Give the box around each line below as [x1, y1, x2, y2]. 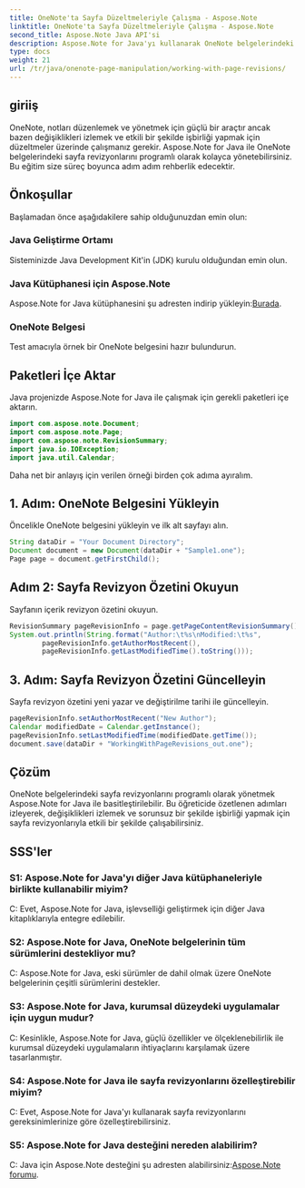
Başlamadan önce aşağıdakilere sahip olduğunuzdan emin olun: [9, 211, 248, 222]
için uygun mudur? [9, 1011, 94, 1024]
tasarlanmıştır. [9, 1051, 63, 1062]
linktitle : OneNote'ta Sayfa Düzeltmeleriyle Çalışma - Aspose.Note [9, 22, 274, 31]
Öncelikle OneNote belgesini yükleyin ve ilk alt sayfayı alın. [9, 520, 229, 531]
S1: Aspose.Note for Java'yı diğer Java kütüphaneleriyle [9, 871, 263, 884]
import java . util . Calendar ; [9, 452, 116, 462]
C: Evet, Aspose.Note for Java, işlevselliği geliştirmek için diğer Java [9, 903, 265, 915]
